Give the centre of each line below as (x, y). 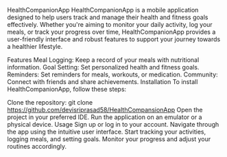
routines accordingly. (37, 146)
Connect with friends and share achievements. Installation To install (103, 82)
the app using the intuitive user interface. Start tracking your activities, (107, 132)
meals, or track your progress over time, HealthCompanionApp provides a (111, 32)
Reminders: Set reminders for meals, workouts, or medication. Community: (112, 74)
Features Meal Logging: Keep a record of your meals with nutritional (103, 60)
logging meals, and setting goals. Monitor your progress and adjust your (109, 139)
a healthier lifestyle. (35, 46)
